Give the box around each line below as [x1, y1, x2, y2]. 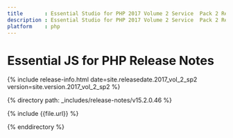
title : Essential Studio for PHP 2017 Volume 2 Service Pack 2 [7, 10, 218, 17]
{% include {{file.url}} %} [7, 110, 79, 118]
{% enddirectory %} [7, 123, 64, 131]
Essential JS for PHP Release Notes [7, 52, 215, 68]
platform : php [7, 23, 60, 30]
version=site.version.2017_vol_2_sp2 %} [7, 83, 121, 91]
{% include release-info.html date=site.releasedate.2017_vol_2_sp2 [7, 75, 198, 83]
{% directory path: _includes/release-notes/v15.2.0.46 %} [7, 96, 172, 104]
